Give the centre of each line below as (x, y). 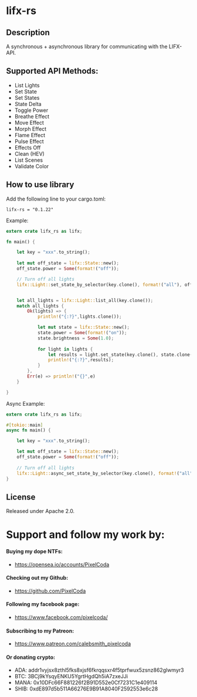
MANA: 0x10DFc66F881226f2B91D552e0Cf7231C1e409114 (86, 683)
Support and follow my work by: (86, 535)
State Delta (28, 104)
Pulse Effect (29, 141)
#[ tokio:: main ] (25, 425)
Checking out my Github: (37, 578)
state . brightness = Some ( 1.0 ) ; (76, 338)
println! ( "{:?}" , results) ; (81, 360)
